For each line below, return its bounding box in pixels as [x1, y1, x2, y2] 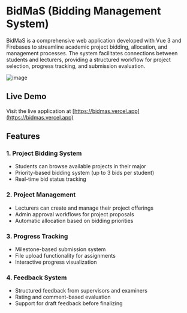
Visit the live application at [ [6, 107, 75, 115]
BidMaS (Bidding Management [6, 4, 161, 18]
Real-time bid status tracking [14, 175, 87, 183]
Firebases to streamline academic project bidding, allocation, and [6, 43, 168, 50]
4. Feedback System [6, 273, 67, 282]
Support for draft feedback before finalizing [14, 300, 123, 307]
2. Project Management [6, 190, 76, 199]
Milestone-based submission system [14, 246, 106, 253]
